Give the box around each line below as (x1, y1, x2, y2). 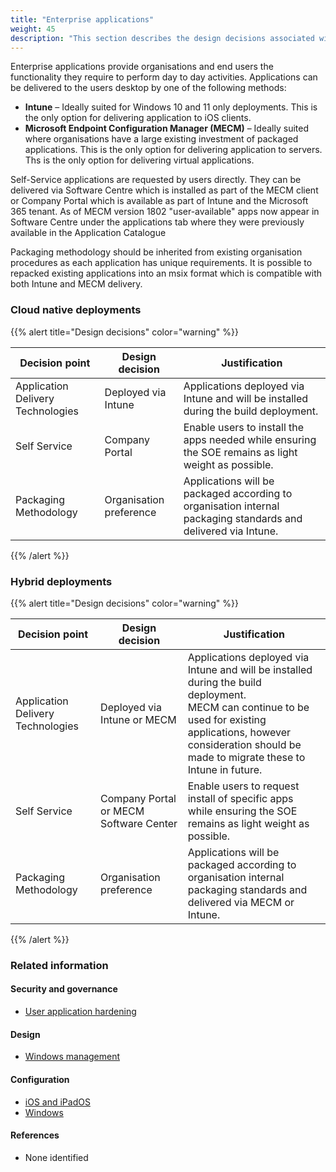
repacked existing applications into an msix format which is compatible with (10, 267, 323, 280)
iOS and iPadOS (24, 1096, 91, 1108)
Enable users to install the (183, 420, 305, 434)
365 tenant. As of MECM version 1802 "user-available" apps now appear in (10, 206, 320, 218)
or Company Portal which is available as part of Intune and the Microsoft (10, 195, 309, 207)
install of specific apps (187, 791, 294, 805)
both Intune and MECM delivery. (10, 278, 143, 290)
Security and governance (10, 983, 118, 995)
